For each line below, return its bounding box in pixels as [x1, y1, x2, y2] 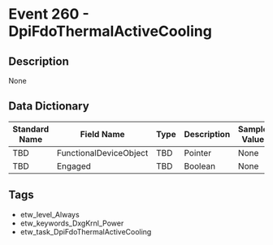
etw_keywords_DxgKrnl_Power [19, 218, 124, 228]
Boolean [184, 160, 216, 171]
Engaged [56, 160, 92, 171]
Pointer [184, 147, 212, 158]
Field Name [80, 128, 125, 140]
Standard [12, 123, 50, 135]
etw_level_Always [19, 209, 80, 219]
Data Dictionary [8, 99, 89, 114]
